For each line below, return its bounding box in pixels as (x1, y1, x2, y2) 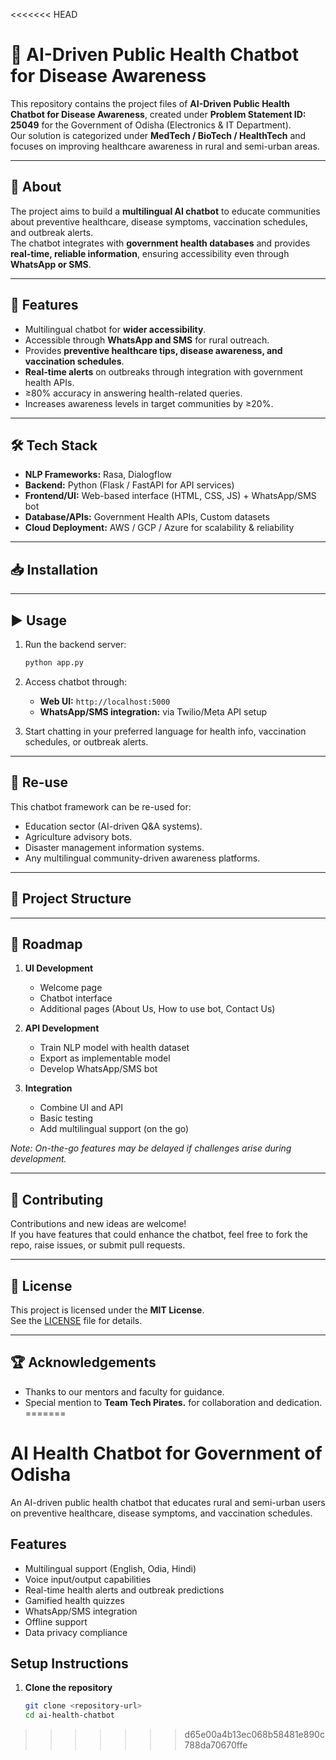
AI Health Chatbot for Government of (10, 1442, 323, 1464)
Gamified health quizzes (24, 1594, 125, 1606)
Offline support (24, 1615, 88, 1628)
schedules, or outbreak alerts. (24, 735, 149, 748)
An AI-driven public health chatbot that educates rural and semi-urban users (10, 1496, 326, 1508)
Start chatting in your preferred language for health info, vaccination (24, 725, 307, 737)
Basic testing (39, 1112, 94, 1124)
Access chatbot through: (24, 675, 127, 688)
